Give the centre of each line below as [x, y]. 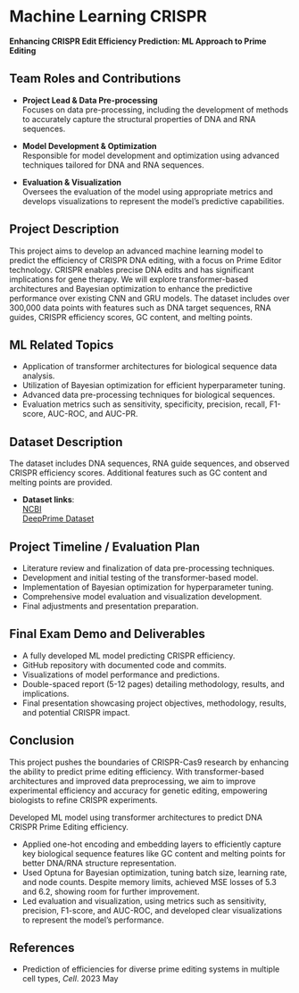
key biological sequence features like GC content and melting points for [154, 853]
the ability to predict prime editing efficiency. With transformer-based [137, 771]
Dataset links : [48, 500]
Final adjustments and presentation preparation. [110, 606]
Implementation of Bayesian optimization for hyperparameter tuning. [148, 587]
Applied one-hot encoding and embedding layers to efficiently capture [152, 844]
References [42, 948]
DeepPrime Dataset [58, 518]
